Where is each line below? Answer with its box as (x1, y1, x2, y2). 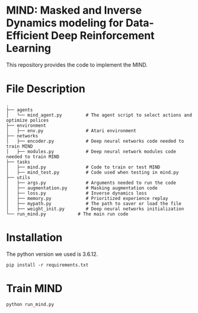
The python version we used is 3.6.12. (6, 251, 98, 258)
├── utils (6, 174, 31, 180)
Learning (6, 42, 52, 55)
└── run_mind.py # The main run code (6, 211, 129, 217)
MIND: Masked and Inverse (6, 4, 142, 17)
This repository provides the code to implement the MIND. (6, 61, 148, 68)
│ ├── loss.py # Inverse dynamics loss (6, 190, 147, 196)
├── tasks (6, 159, 31, 165)
